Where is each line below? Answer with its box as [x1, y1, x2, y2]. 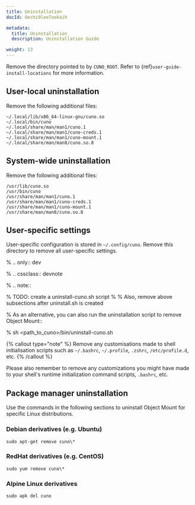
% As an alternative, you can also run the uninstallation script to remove [6, 311, 182, 318]
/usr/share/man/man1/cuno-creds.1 [6, 198, 92, 205]
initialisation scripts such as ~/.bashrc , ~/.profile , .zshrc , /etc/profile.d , [6, 347, 189, 354]
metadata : [6, 25, 31, 31]
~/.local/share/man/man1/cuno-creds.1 [6, 129, 102, 135]
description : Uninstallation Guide [11, 36, 100, 42]
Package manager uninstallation [6, 388, 129, 398]
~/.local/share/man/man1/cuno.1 [6, 124, 86, 130]
